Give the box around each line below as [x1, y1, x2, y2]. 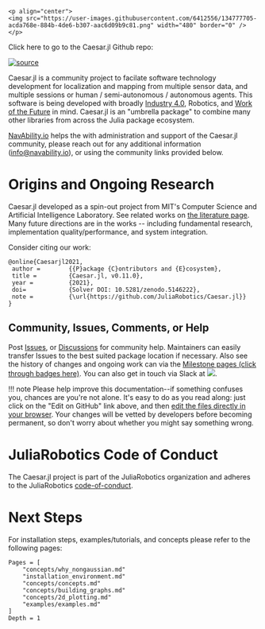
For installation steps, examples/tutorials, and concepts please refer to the [8, 534, 251, 544]
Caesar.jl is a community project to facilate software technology [8, 73, 217, 83]
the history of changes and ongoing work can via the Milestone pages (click [8, 359, 256, 369]
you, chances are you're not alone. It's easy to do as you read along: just [8, 392, 246, 402]
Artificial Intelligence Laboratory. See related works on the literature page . [8, 210, 250, 219]
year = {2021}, [11, 278, 94, 286]
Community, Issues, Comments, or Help [8, 321, 209, 335]
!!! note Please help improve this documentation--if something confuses [8, 384, 244, 394]
